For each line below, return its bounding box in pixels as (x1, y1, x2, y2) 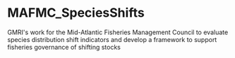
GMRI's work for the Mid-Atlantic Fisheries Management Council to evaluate (7, 28, 229, 36)
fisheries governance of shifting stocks (7, 43, 121, 51)
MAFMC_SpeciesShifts (7, 5, 145, 21)
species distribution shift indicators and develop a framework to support (7, 35, 217, 43)
